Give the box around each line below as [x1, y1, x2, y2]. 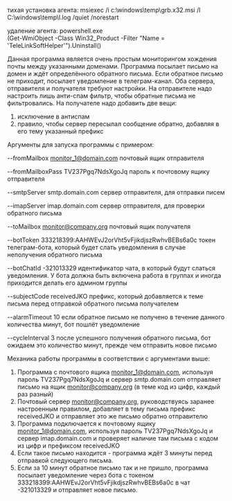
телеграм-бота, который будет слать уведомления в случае [7, 243, 186, 252]
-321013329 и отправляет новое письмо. [17, 486, 139, 494]
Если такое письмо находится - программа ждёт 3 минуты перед [17, 449, 213, 457]
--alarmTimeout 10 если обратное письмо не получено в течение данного [7, 313, 225, 321]
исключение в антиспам [17, 112, 90, 121]
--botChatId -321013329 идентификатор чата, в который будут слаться [7, 264, 216, 272]
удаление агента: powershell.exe [7, 27, 103, 35]
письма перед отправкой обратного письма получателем [7, 299, 179, 308]
